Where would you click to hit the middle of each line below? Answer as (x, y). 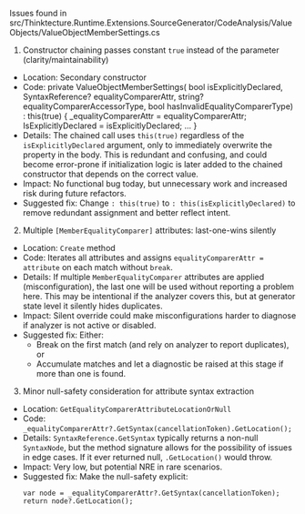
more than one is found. (81, 373)
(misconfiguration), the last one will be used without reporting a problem (158, 287)
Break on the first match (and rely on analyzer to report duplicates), (163, 344)
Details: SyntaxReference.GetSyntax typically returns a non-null (140, 438)
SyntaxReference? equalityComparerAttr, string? (113, 96)
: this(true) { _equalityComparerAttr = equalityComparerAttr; (135, 116)
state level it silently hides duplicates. (92, 306)
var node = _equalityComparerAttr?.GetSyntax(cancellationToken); (151, 493)
